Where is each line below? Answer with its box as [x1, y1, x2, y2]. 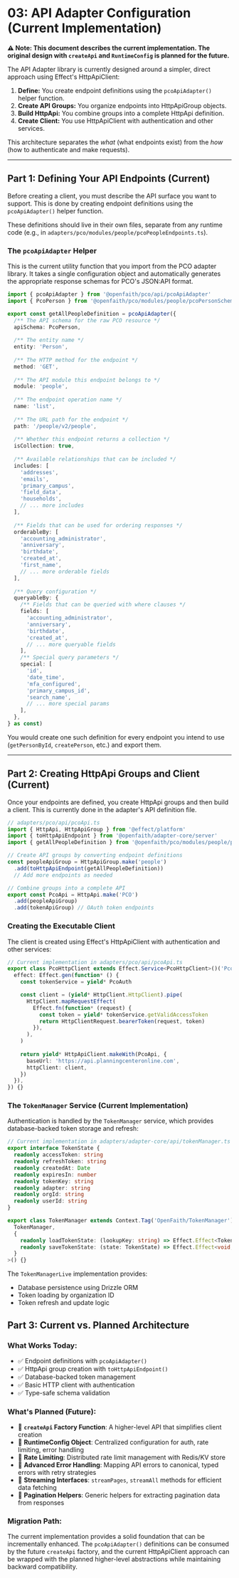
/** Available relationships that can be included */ [14, 456, 176, 463]
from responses [17, 1498, 65, 1507]
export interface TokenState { [7, 1145, 100, 1152]
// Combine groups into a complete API [7, 884, 126, 892]
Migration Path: [7, 1516, 63, 1526]
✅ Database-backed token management [17, 1372, 137, 1381]
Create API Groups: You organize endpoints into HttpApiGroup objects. [17, 101, 227, 110]
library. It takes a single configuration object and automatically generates [7, 270, 221, 278]
